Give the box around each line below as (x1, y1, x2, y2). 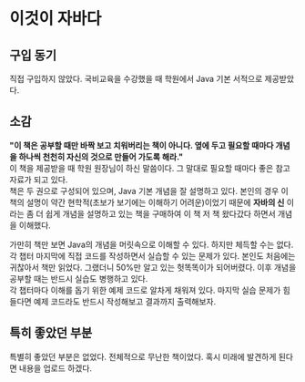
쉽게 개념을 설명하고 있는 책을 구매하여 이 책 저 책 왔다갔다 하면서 (45, 208, 276, 219)
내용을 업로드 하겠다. (18, 362, 93, 374)
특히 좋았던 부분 (9, 325, 93, 341)
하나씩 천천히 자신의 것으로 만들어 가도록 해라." (18, 151, 184, 162)
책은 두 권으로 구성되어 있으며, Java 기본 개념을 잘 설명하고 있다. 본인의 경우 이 (9, 185, 289, 196)
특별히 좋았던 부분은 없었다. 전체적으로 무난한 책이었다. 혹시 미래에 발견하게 (9, 351, 277, 362)
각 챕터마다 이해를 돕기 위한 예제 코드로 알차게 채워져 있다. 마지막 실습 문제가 (9, 284, 281, 295)
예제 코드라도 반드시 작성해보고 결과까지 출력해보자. (33, 295, 217, 306)
